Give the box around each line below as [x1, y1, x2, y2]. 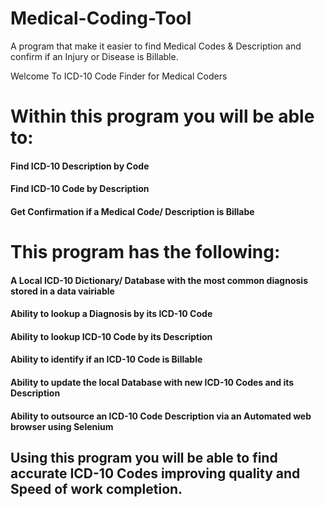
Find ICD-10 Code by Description [10, 183, 150, 195]
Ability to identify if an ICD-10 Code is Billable [10, 353, 203, 366]
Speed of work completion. [10, 481, 183, 498]
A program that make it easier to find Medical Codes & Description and [10, 40, 302, 52]
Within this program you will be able [10, 105, 315, 128]
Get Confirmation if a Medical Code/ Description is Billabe [10, 205, 255, 217]
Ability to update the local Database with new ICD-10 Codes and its [10, 377, 295, 389]
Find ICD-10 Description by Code [10, 160, 150, 172]
